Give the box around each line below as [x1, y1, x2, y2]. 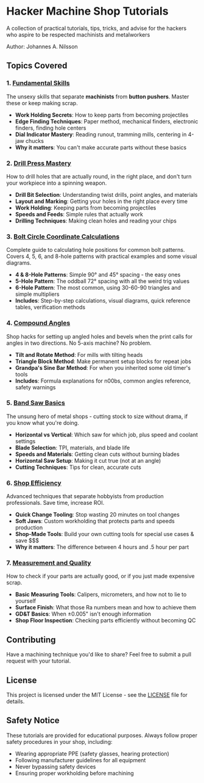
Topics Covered [6, 61, 68, 71]
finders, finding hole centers [15, 124, 86, 131]
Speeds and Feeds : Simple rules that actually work [15, 210, 143, 218]
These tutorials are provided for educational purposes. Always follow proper [6, 732, 198, 739]
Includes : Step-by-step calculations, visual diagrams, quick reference [15, 297, 191, 304]
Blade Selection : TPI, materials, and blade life [15, 444, 130, 451]
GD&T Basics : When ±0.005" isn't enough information [15, 610, 151, 618]
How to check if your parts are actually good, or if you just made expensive [6, 573, 195, 580]
